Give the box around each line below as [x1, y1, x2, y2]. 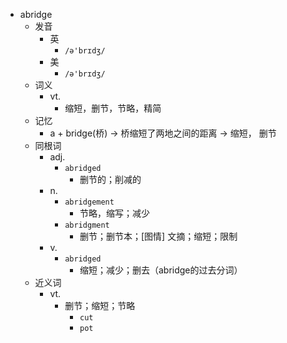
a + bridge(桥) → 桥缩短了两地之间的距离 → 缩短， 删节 [49, 127, 277, 139]
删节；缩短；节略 [64, 300, 136, 311]
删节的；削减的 [79, 174, 142, 185]
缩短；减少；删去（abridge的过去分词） [79, 264, 243, 276]
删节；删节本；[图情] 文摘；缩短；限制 [79, 230, 238, 242]
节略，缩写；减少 [79, 207, 150, 219]
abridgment [64, 220, 110, 230]
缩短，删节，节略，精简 [64, 102, 162, 114]
